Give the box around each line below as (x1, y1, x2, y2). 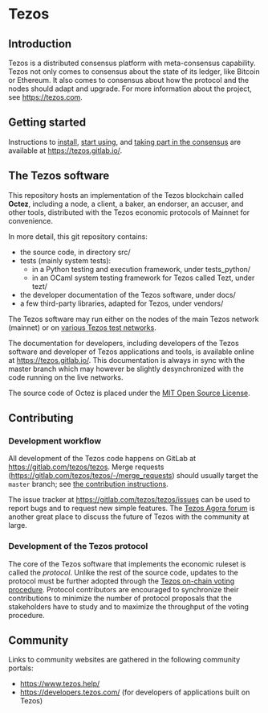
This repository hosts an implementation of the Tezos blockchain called (8, 190, 245, 200)
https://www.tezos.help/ (19, 679, 100, 689)
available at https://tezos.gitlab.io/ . (8, 146, 123, 155)
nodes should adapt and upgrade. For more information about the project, (8, 84, 253, 93)
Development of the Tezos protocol (8, 541, 148, 552)
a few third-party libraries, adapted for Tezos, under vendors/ (19, 299, 224, 308)
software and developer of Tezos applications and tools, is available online (8, 347, 254, 356)
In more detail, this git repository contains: (8, 231, 148, 241)
